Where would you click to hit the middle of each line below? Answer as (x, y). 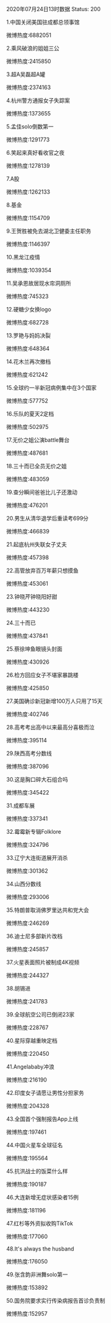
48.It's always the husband (40, 1249)
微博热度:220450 (28, 1054)
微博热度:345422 (28, 792)
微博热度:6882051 (29, 35)
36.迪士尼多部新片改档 (34, 936)
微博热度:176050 (27, 1261)
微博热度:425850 (28, 688)
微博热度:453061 (27, 583)
